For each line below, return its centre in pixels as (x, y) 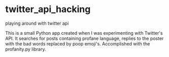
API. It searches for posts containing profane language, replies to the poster (84, 38)
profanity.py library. (26, 49)
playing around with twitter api (37, 23)
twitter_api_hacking (48, 9)
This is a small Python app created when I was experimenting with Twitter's (84, 33)
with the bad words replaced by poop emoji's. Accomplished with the (78, 43)
